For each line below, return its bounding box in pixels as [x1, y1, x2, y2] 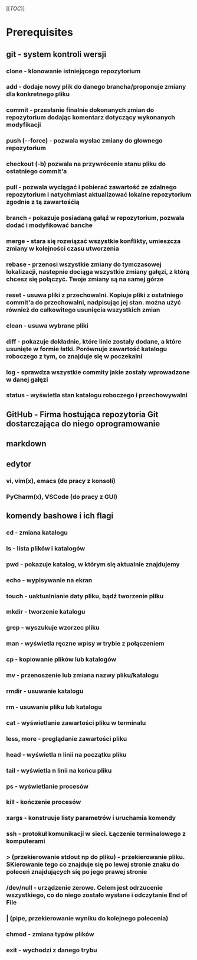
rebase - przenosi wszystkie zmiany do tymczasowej [6, 260, 162, 268]
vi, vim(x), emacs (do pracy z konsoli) [6, 476, 116, 485]
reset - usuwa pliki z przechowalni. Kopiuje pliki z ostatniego [6, 291, 183, 299]
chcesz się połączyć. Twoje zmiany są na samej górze [6, 275, 164, 283]
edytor [6, 459, 31, 469]
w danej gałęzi [6, 375, 48, 384]
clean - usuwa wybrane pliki [6, 322, 88, 330]
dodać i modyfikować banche [6, 221, 93, 229]
